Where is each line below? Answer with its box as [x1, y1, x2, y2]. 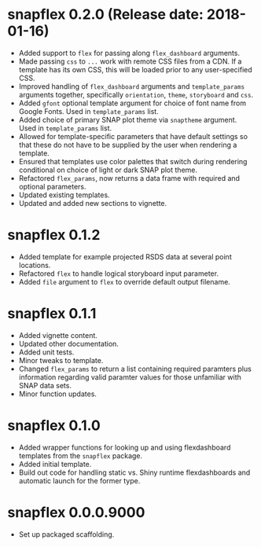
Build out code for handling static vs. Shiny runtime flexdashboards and [18, 468, 251, 477]
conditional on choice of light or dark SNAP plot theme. [18, 165, 198, 174]
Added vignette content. [18, 330, 97, 340]
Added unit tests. [18, 347, 75, 357]
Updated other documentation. [18, 339, 119, 348]
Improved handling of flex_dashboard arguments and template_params [18, 81, 245, 91]
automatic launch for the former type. [18, 475, 141, 485]
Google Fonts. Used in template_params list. [18, 106, 159, 116]
